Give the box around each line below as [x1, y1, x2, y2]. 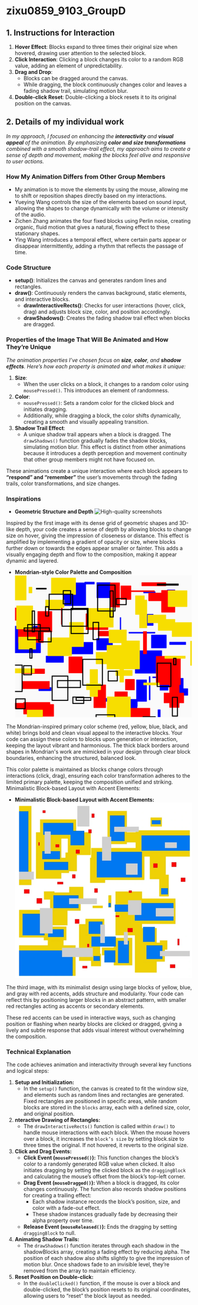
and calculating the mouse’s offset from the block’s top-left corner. [23, 1173, 186, 1180]
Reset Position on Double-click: [14, 1274, 94, 1281]
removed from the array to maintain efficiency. [23, 1267, 137, 1274]
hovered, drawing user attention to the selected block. [14, 50, 146, 57]
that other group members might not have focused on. [23, 456, 156, 463]
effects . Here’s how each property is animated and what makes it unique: [6, 362, 186, 370]
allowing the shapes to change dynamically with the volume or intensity [14, 205, 189, 212]
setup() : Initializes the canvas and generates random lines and [14, 277, 167, 284]
